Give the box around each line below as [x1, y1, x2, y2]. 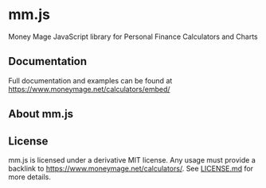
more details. [8, 172, 52, 182]
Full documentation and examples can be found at [8, 75, 173, 85]
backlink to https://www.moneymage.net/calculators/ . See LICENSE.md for [8, 163, 253, 173]
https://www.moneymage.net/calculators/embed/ [8, 84, 170, 94]
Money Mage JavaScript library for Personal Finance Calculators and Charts [8, 32, 259, 41]
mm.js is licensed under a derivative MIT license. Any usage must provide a [8, 155, 256, 164]
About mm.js [8, 107, 74, 121]
